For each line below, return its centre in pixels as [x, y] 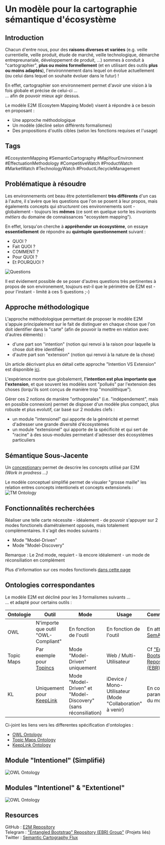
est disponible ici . [23, 370]
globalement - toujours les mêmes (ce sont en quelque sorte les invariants [81, 211]
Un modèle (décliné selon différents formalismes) [62, 125]
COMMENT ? [26, 251]
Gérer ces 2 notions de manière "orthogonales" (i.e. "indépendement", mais [82, 399]
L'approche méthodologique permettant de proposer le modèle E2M [74, 319]
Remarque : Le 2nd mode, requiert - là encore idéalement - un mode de [77, 555]
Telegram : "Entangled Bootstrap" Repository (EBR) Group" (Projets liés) [78, 832]
